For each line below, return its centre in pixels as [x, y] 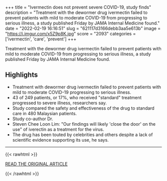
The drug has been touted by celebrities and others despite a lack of [83, 135]
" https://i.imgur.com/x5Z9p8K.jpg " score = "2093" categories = [71, 34]
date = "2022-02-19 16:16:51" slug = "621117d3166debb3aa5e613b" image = [83, 28]
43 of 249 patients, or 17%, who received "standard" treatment [77, 97]
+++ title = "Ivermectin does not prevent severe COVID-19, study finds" [78, 7]
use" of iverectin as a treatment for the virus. [58, 129]
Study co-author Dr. [33, 119]
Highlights [22, 75]
